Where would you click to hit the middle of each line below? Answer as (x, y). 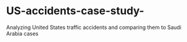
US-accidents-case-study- (75, 11)
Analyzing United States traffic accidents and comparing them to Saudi (94, 27)
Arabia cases (22, 33)
